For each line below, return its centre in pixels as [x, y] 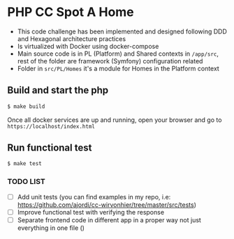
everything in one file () [51, 228]
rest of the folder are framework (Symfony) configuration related [110, 61]
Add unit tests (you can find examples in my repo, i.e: [94, 196]
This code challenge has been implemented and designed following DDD [122, 31]
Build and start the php [58, 90]
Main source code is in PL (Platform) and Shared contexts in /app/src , [118, 54]
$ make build [26, 106]
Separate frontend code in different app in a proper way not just [109, 219]
